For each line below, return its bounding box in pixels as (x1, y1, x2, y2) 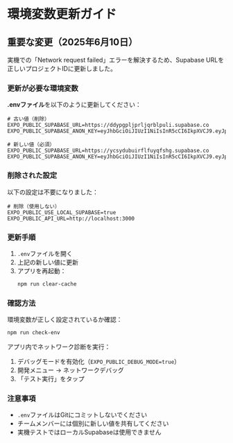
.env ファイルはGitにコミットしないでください (17, 410, 148, 419)
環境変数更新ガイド (7, 6, 117, 22)
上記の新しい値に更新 (17, 258, 78, 266)
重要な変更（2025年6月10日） (7, 36, 138, 48)
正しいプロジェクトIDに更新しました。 (7, 64, 116, 73)
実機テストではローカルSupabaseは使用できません (17, 428, 162, 437)
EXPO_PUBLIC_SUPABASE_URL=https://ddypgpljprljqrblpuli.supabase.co (7, 122, 209, 129)
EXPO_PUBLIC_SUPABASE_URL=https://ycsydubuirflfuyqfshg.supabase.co (7, 147, 209, 155)
